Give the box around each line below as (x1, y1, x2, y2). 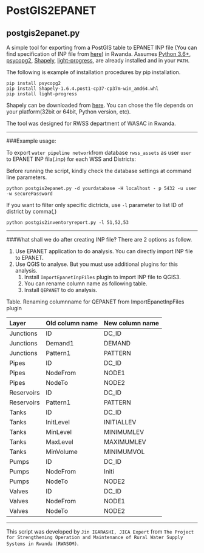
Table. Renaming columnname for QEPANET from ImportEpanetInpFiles (6, 298, 185, 305)
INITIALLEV (103, 418, 137, 426)
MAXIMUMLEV (103, 438, 147, 446)
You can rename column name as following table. (24, 280, 148, 287)
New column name (103, 319, 160, 327)
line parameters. (6, 174, 47, 181)
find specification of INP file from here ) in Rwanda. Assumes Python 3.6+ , (6, 50, 191, 58)
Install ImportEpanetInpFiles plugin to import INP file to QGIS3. (24, 274, 181, 280)
